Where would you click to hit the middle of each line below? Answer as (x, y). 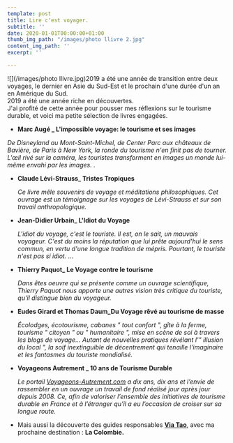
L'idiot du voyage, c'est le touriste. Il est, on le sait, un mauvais (107, 234)
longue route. (37, 411)
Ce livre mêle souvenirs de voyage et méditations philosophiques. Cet (118, 192)
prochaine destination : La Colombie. (70, 432)
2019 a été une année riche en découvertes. (70, 100)
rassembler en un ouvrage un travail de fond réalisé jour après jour (114, 389)
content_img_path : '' (39, 46)
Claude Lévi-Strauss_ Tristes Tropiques (76, 178)
